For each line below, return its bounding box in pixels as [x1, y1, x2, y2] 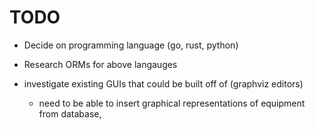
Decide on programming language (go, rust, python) [23, 39, 239, 51]
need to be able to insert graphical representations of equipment [38, 97, 306, 109]
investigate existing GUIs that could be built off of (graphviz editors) [23, 77, 304, 90]
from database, [38, 107, 102, 120]
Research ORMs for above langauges [23, 58, 178, 70]
